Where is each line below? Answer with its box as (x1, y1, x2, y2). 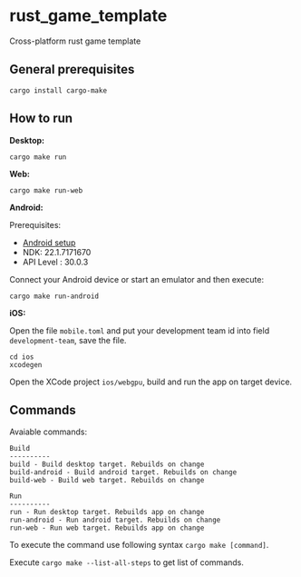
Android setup (22, 237, 76, 248)
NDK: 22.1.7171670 (22, 246, 92, 257)
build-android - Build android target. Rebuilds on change (9, 468, 238, 477)
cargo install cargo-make (9, 85, 107, 95)
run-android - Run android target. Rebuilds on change (9, 515, 221, 525)
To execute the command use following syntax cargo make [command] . (9, 540, 269, 551)
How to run (9, 111, 73, 126)
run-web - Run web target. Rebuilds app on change (9, 523, 205, 532)
